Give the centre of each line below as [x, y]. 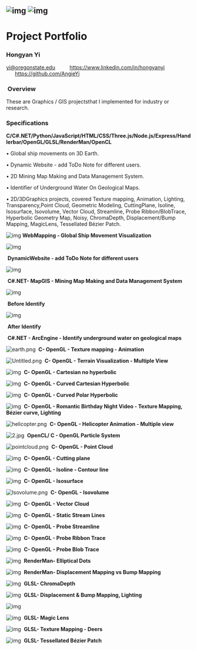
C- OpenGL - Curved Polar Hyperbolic [71, 395]
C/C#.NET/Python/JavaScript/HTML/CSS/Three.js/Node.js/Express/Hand [98, 136]
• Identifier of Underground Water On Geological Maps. [73, 188]
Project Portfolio [47, 36]
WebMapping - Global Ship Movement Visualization [87, 235]
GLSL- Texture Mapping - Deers [63, 629]
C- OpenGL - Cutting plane [57, 458]
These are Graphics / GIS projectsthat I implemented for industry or [88, 102]
